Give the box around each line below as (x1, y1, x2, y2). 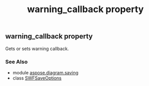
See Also (5, 58, 28, 65)
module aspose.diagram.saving (12, 69, 79, 75)
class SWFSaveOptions (12, 75, 62, 81)
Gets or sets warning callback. (5, 46, 69, 52)
